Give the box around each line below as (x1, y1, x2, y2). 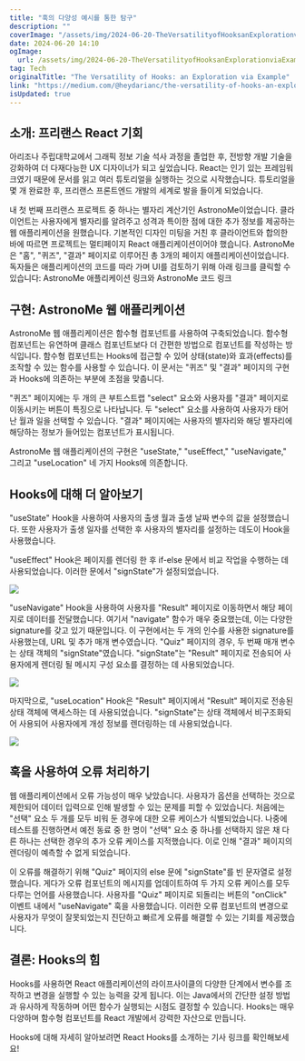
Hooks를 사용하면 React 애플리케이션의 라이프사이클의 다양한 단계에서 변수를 (9, 978, 283, 989)
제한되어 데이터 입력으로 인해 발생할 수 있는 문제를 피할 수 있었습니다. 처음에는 (9, 801, 286, 812)
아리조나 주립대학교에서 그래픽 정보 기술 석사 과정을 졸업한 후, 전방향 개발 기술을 (9, 151, 293, 162)
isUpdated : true (9, 89, 71, 98)
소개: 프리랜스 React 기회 (9, 125, 143, 141)
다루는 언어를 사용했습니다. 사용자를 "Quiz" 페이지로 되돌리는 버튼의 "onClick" (9, 888, 288, 900)
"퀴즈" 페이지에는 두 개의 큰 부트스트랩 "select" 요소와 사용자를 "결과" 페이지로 (9, 393, 289, 404)
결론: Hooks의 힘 (9, 952, 101, 968)
